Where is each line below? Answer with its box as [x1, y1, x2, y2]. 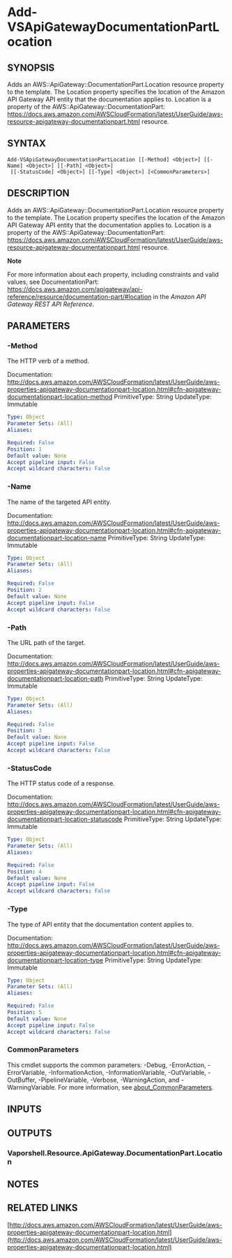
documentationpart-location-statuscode [7, 815, 123, 823]
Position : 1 [7, 445, 42, 453]
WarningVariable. [7, 1083, 57, 1091]
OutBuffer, [7, 1076, 37, 1084]
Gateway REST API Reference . [7, 300, 95, 308]
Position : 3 [7, 728, 42, 735]
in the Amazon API [153, 292, 207, 301]
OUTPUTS [7, 1127, 52, 1139]
